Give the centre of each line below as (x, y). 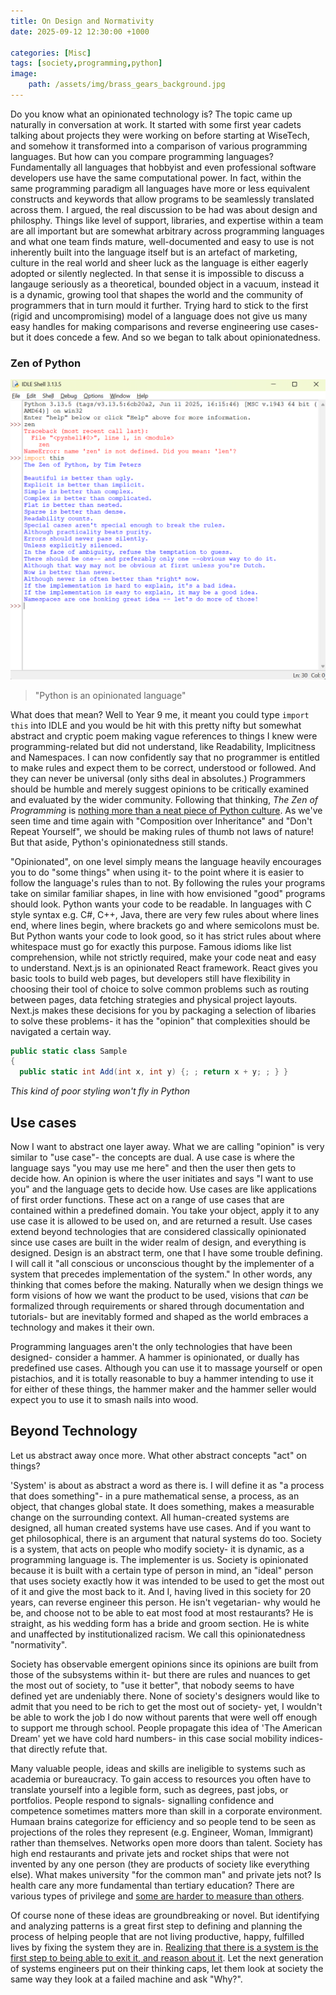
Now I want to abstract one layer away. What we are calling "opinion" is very (167, 1146)
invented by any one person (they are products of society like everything (160, 1864)
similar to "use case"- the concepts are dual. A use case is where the (153, 1157)
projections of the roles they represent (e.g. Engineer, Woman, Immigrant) (162, 1832)
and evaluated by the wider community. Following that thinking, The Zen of (164, 799)
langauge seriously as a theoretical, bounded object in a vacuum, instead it (165, 284)
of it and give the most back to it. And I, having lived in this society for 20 (161, 1591)
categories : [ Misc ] (51, 53)
